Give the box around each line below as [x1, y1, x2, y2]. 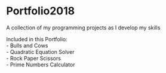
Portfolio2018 [6, 4, 75, 18]
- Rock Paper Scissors [6, 54, 62, 62]
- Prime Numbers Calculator [6, 61, 76, 68]
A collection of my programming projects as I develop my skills [6, 24, 161, 31]
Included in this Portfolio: [6, 35, 67, 42]
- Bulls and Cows [6, 42, 48, 49]
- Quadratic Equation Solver [6, 48, 75, 55]
